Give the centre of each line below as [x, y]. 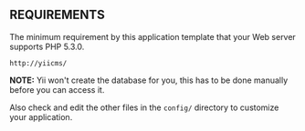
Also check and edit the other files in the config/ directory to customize [144, 107]
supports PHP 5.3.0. [47, 46]
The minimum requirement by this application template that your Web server [153, 36]
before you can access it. [57, 89]
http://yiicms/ [38, 63]
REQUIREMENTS [57, 15]
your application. [41, 116]
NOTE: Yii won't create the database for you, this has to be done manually [149, 80]
